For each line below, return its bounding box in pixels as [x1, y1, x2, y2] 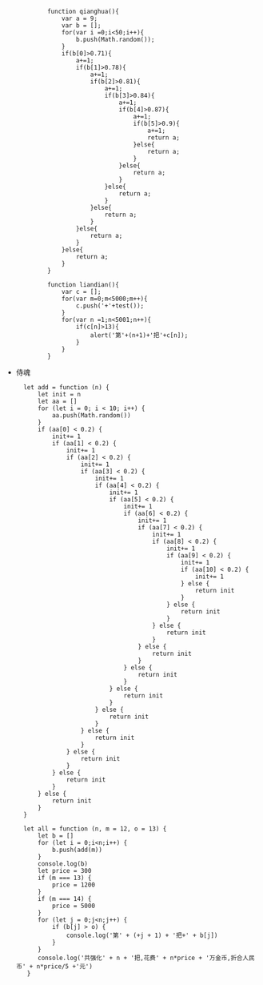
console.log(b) [37, 860, 88, 868]
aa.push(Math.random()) [51, 412, 131, 420]
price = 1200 [51, 881, 96, 889]
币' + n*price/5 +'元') [15, 963, 94, 971]
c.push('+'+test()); [75, 302, 145, 310]
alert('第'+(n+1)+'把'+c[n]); [90, 332, 189, 340]
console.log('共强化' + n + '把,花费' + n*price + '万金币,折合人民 [37, 954, 255, 962]
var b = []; [61, 22, 102, 30]
